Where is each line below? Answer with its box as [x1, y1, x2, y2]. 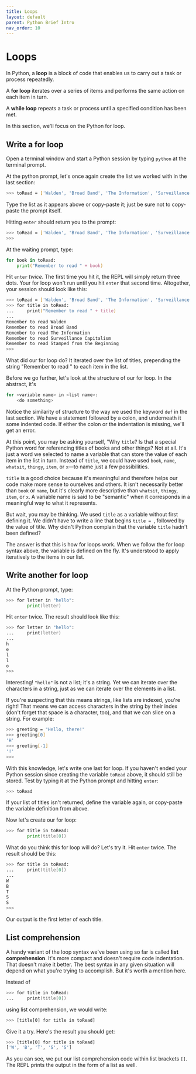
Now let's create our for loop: [6, 816, 77, 823]
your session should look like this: [6, 286, 88, 293]
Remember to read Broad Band [6, 324, 77, 330]
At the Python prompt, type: [6, 586, 73, 593]
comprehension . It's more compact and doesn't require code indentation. [6, 954, 184, 961]
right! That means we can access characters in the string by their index [6, 703, 178, 710]
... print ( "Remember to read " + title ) [6, 308, 116, 314]
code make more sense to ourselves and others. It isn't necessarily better [6, 481, 184, 488]
